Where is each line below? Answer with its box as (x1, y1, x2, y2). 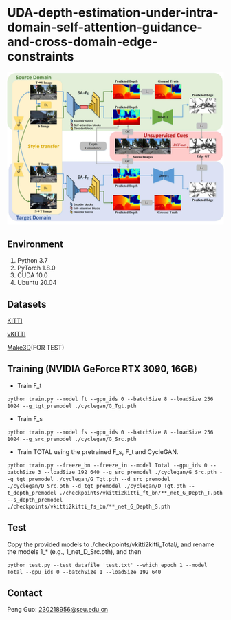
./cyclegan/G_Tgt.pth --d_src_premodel (56, 475, 170, 482)
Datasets (7, 298, 47, 310)
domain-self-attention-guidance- (7, 19, 203, 35)
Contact (7, 587, 43, 599)
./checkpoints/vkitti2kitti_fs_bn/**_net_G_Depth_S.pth (7, 503, 170, 510)
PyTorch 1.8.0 (16, 264, 56, 272)
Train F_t (16, 381, 42, 389)
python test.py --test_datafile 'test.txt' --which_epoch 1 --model (7, 562, 208, 568)
